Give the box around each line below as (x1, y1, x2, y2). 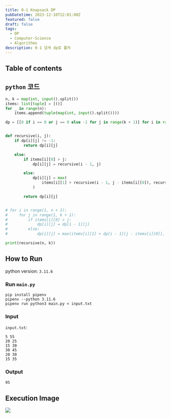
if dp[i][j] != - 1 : (14, 138, 56, 143)
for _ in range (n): (5, 106, 47, 111)
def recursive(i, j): (5, 133, 51, 139)
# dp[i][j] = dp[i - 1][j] (5, 222, 90, 227)
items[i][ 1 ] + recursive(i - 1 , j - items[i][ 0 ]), (41, 180, 152, 186)
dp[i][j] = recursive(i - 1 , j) (32, 161, 101, 167)
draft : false (5, 21, 33, 27)
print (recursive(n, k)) (5, 241, 56, 246)
